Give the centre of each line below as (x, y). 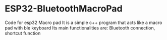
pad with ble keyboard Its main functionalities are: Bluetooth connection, (80, 27)
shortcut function (23, 33)
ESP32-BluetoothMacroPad (64, 9)
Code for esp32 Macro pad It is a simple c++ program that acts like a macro (83, 22)
